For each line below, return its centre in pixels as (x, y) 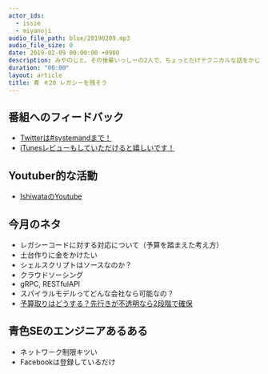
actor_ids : (26, 16)
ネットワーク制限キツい (58, 352)
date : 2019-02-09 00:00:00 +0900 (64, 53)
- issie (28, 23)
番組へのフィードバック (66, 117)
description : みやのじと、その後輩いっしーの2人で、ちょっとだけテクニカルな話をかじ (134, 61)
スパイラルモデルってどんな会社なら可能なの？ (97, 293)
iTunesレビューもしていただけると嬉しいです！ (97, 148)
